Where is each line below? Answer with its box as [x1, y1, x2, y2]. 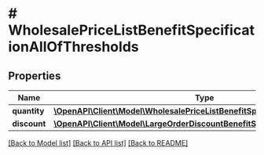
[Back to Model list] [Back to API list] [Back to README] [8, 139, 189, 147]
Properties [8, 69, 61, 82]
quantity [12, 106, 45, 116]
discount [12, 118, 46, 129]
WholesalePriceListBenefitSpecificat [8, 21, 255, 39]
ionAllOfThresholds [8, 38, 139, 56]
